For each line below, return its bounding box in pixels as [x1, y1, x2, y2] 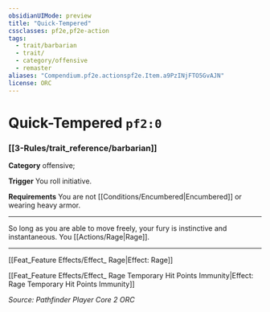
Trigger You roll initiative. [8, 176, 92, 186]
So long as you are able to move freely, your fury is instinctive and [8, 223, 227, 233]
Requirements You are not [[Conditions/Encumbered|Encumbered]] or [8, 191, 243, 201]
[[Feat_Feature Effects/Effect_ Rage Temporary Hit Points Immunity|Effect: [8, 270, 254, 280]
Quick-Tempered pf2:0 [8, 113, 162, 132]
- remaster [15, 64, 52, 72]
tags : [8, 34, 27, 43]
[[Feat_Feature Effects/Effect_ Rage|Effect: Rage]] [8, 255, 174, 265]
